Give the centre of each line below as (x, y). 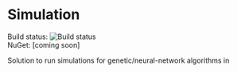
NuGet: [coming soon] (44, 44)
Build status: (28, 36)
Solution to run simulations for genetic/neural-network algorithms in (118, 60)
